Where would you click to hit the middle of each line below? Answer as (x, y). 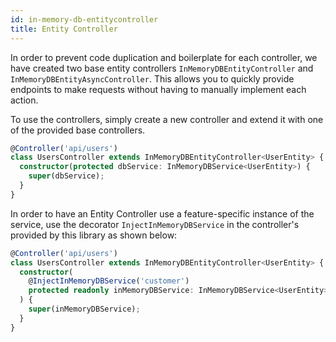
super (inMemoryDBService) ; (84, 309)
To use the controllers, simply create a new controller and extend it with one (167, 119)
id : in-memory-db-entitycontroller (84, 19)
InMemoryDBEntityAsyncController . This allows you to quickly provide (152, 78)
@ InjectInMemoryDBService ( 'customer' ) (109, 281)
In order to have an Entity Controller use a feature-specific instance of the (162, 213)
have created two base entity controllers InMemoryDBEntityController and (162, 68)
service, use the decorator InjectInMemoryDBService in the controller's (155, 224)
